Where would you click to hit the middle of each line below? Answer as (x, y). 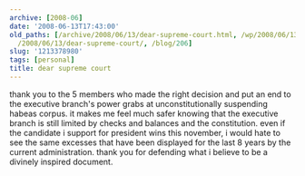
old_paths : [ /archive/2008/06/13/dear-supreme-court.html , (123, 34)
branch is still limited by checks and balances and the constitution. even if (148, 122)
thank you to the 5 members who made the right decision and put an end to (151, 94)
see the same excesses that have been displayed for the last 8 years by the (150, 142)
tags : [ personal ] (42, 60)
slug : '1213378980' (46, 52)
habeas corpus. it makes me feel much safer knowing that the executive (144, 113)
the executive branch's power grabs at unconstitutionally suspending (138, 103)
